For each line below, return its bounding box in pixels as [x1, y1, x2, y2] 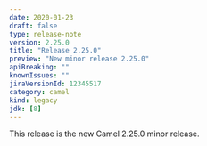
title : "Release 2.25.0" [9, 46, 102, 55]
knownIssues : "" [9, 71, 70, 80]
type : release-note [9, 29, 82, 38]
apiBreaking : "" [9, 63, 70, 72]
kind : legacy [9, 95, 58, 105]
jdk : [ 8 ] [9, 104, 42, 113]
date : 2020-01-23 [9, 12, 74, 22]
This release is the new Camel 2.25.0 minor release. [9, 128, 200, 139]
